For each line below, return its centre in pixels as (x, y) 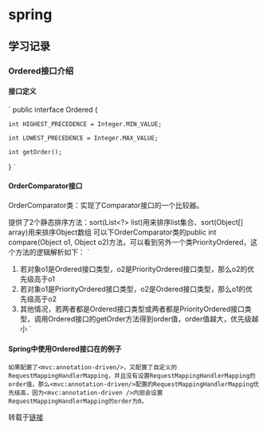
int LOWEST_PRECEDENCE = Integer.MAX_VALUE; (83, 138)
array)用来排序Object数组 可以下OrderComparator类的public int (112, 232)
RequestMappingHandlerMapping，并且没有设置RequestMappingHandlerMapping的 (132, 376)
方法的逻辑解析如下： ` (52, 252)
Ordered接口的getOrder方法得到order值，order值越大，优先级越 (153, 319)
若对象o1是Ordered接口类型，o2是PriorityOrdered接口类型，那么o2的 (133, 269)
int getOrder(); (35, 152)
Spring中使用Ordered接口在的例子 (65, 348)
